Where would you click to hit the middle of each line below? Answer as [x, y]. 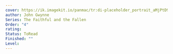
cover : [12, 10]
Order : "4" [17, 24]
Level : [12, 44]
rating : [14, 29]
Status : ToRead [22, 34]
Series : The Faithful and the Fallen [46, 20]
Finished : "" [19, 39]
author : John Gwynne [28, 15]
